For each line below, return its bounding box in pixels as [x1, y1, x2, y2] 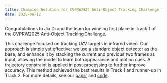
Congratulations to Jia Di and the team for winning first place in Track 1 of [5, 25, 156, 31]
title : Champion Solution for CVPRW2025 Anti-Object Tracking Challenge [5, 7, 159, 12]
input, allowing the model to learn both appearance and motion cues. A [5, 56, 151, 62]
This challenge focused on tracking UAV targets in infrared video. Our [5, 40, 148, 46]
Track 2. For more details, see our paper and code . [5, 72, 109, 78]
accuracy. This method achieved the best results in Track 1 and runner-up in [5, 67, 161, 73]
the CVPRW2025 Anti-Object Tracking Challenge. [5, 31, 107, 37]
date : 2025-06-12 [5, 12, 41, 17]
